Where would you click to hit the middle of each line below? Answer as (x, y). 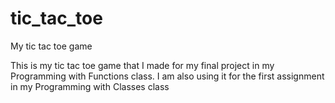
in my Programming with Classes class (90, 86)
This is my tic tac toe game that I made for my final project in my (142, 65)
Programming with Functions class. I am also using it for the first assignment (167, 76)
